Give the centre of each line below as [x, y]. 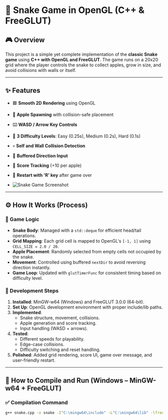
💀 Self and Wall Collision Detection [49, 146]
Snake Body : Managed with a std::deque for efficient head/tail [77, 230]
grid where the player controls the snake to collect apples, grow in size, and [83, 65]
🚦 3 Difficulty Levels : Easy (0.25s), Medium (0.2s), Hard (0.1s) [76, 136]
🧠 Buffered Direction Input [40, 156]
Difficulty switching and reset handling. [60, 350]
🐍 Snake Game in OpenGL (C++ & [75, 10]
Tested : [20, 334]
